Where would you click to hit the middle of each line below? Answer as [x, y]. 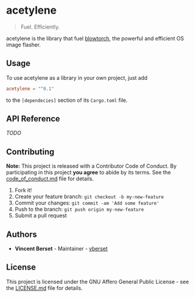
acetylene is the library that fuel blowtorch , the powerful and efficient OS [95, 38]
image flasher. [23, 45]
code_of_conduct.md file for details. [50, 179]
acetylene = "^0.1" [30, 89]
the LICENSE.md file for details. [44, 288]
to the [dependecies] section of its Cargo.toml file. [67, 100]
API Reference [33, 119]
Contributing [30, 151]
